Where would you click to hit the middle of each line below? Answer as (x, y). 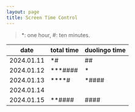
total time (65, 50)
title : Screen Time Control (42, 18)
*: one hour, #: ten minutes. (56, 35)
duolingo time (105, 50)
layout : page (23, 12)
